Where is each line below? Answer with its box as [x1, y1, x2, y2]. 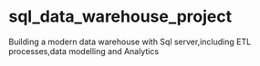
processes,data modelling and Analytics [8, 45, 160, 56]
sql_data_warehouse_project [8, 6, 233, 27]
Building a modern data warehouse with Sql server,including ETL [8, 36, 252, 47]
